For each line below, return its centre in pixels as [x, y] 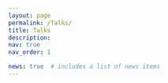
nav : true [24, 45]
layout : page [30, 15]
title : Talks [30, 30]
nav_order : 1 [30, 52]
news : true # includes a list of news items [84, 67]
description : [30, 38]
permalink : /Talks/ [40, 23]
